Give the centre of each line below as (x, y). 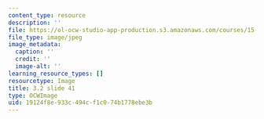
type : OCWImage (33, 96)
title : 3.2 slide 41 (42, 88)
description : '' (35, 23)
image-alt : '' (38, 67)
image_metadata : (35, 45)
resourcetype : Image (42, 81)
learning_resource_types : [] (56, 74)
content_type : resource (47, 15)
